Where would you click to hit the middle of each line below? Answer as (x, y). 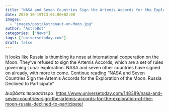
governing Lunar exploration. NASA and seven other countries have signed (83, 67)
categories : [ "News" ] (28, 33)
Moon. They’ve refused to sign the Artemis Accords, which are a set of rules (84, 62)
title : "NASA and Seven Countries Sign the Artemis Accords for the (78, 10)
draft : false (19, 43)
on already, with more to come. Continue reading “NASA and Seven (75, 73)
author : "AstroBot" (26, 29)
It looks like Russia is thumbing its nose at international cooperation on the (82, 57)
